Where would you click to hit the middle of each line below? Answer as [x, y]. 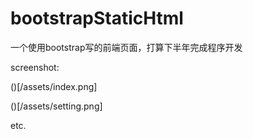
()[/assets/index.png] [54, 86]
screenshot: [35, 67]
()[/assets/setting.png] [56, 106]
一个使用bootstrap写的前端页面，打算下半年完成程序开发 [126, 47]
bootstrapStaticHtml [97, 18]
